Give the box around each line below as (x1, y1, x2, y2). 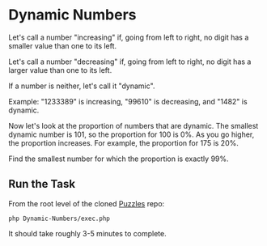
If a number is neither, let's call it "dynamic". (8, 81, 155, 91)
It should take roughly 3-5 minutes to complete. (8, 228, 167, 238)
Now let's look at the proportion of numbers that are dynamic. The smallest (8, 121, 259, 130)
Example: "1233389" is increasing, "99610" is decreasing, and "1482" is (8, 96, 248, 106)
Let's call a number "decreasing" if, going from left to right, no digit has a (8, 57, 252, 66)
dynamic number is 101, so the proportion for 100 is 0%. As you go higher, (8, 129, 255, 139)
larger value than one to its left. (8, 65, 112, 74)
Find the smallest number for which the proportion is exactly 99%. (8, 154, 229, 163)
